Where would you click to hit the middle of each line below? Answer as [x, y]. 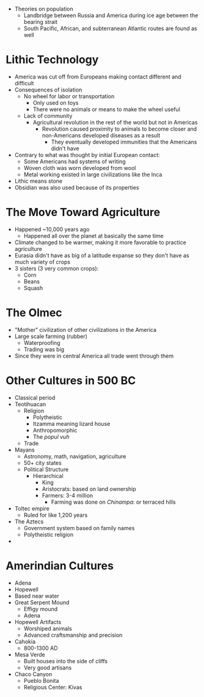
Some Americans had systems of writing [75, 161]
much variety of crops [42, 262]
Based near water [37, 596]
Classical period [35, 398]
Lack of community [48, 115]
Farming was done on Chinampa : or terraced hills [113, 502]
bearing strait [40, 22]
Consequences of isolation [48, 90]
